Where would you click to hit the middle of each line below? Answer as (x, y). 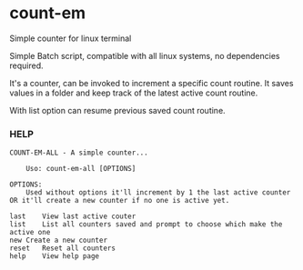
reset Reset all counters (63, 248)
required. (26, 65)
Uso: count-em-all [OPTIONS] (81, 169)
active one (30, 233)
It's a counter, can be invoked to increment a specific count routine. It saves (151, 83)
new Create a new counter (58, 240)
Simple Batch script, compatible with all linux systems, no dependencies (145, 55)
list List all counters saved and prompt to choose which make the (146, 225)
